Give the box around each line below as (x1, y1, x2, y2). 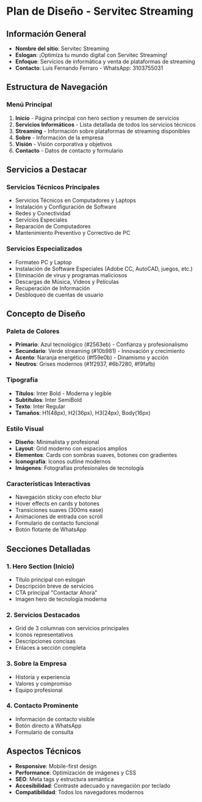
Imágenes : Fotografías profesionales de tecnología (15, 464, 144, 472)
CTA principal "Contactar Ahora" (15, 589, 98, 596)
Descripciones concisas (15, 637, 76, 645)
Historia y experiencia (15, 673, 70, 680)
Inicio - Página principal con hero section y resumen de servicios (15, 114, 179, 122)
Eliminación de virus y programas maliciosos (15, 271, 128, 279)
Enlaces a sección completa (15, 644, 86, 652)
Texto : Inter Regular (15, 403, 66, 410)
